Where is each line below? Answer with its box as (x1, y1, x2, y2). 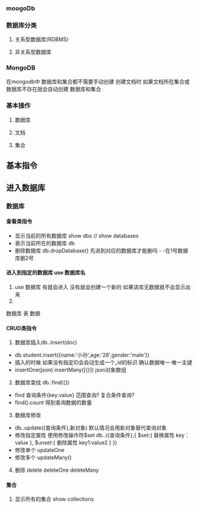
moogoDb (6, 4, 36, 12)
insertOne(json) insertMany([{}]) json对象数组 (14, 367, 126, 374)
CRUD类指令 (6, 324, 37, 332)
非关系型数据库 (14, 49, 52, 56)
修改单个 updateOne (14, 447, 65, 454)
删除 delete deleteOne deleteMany (14, 466, 99, 474)
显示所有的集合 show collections (14, 496, 94, 503)
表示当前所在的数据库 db (14, 239, 75, 247)
